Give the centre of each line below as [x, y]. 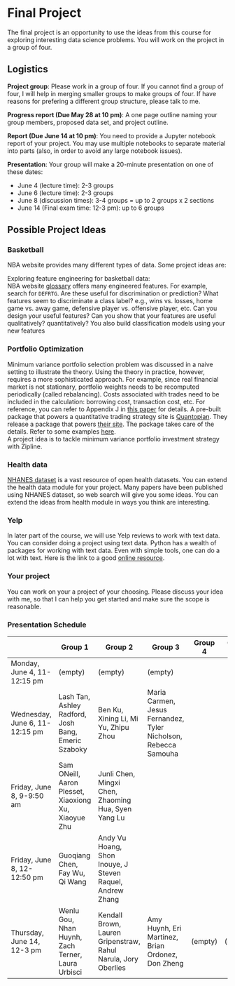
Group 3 [166, 647]
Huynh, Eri [164, 928]
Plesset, [72, 791]
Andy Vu [112, 838]
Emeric [70, 740]
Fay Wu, [72, 873]
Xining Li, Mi [118, 719]
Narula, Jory [118, 959]
